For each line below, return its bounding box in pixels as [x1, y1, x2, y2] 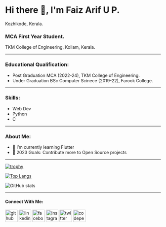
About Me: [5, 133, 31, 140]
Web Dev [12, 105, 31, 111]
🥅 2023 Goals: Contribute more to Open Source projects [12, 150, 127, 156]
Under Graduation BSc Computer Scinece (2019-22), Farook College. [12, 77, 153, 83]
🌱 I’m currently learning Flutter [12, 144, 75, 150]
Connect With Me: [5, 198, 43, 204]
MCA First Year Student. [5, 33, 65, 40]
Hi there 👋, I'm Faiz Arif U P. [5, 4, 120, 16]
